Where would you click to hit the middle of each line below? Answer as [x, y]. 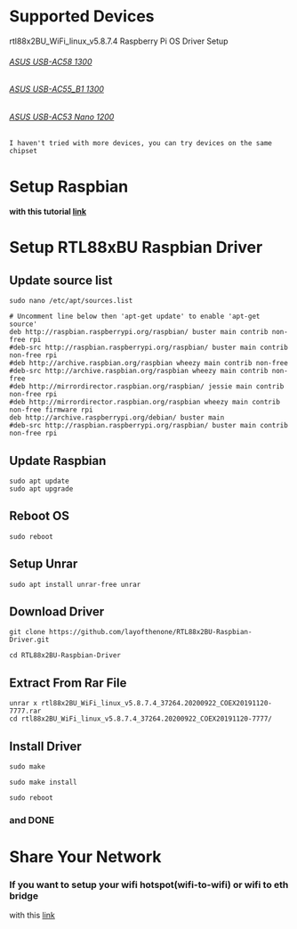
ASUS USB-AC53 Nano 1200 [62, 117]
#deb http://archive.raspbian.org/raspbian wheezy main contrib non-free [149, 363]
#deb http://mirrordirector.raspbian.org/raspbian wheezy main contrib [144, 403]
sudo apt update [39, 481]
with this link [32, 916]
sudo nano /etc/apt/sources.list [71, 301]
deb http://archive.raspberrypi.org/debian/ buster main [117, 418]
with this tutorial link [48, 212]
